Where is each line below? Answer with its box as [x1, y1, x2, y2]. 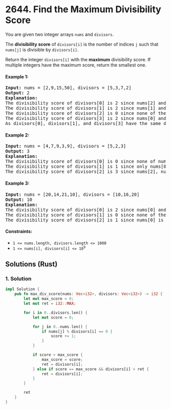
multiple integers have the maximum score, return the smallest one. [5, 62, 147, 68]
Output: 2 [5, 90, 30, 96]
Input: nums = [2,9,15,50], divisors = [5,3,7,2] [5, 85, 132, 91]
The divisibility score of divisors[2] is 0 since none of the [5, 111, 166, 116]
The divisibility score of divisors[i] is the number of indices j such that [5, 41, 159, 47]
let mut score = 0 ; [32, 315, 74, 320]
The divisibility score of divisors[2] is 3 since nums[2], [5, 169, 159, 174]
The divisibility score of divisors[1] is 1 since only [5, 164, 148, 169]
